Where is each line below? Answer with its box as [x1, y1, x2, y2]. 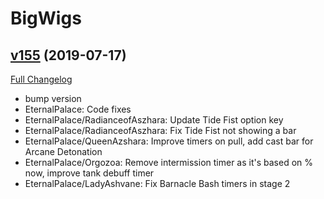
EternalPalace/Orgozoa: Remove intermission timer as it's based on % [24, 157, 313, 168]
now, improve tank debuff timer [24, 167, 155, 179]
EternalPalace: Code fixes [24, 103, 132, 115]
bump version [24, 93, 82, 104]
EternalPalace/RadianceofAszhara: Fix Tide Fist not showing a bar [24, 125, 297, 136]
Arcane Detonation [24, 146, 103, 157]
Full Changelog [10, 73, 73, 85]
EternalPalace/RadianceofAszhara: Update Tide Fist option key [24, 114, 284, 126]
